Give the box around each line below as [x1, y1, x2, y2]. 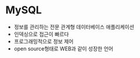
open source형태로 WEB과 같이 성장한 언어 [13, 45, 114, 52]
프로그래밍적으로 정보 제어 [13, 38, 74, 45]
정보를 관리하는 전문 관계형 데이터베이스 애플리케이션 [13, 23, 135, 30]
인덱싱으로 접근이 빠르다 [13, 30, 69, 38]
